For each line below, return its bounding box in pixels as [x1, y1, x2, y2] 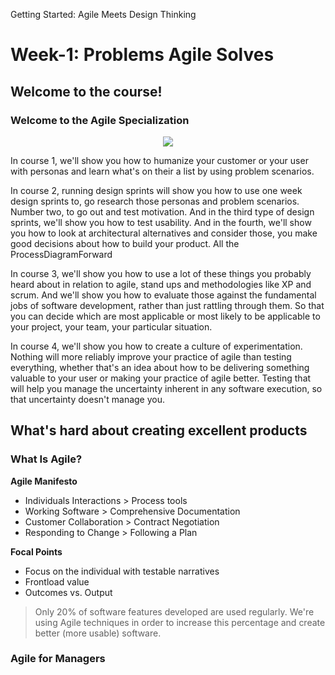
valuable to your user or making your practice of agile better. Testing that [10, 372, 312, 384]
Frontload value [24, 575, 90, 588]
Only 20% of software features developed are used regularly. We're [34, 605, 315, 618]
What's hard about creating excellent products [10, 422, 308, 439]
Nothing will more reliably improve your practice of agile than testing [10, 350, 292, 363]
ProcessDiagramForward [10, 248, 113, 260]
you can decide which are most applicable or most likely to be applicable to [10, 310, 321, 322]
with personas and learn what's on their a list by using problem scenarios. [10, 165, 315, 177]
